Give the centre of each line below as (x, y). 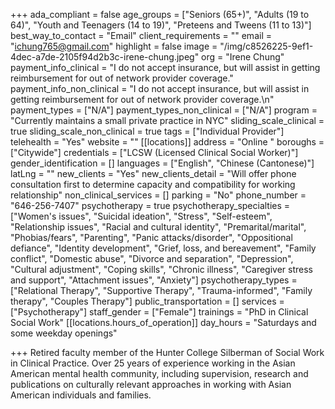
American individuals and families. (81, 395)
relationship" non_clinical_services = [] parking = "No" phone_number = (158, 195)
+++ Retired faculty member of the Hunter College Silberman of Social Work (167, 352)
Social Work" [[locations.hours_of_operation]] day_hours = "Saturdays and (163, 322)
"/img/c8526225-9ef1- (266, 46)
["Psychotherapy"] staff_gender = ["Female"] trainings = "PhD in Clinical (159, 312)
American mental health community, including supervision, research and (159, 373)
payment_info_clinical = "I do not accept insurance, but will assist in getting (165, 67)
